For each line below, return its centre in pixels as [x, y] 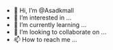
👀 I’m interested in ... [42, 18]
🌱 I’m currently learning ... [50, 25]
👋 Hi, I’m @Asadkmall [43, 10]
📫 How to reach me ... [45, 40]
